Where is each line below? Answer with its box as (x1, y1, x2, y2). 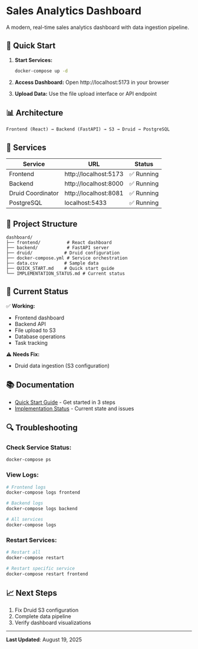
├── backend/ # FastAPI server (6, 245, 110, 251)
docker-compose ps (6, 456, 51, 463)
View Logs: (6, 471, 39, 479)
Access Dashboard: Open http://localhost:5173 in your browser (14, 79, 170, 86)
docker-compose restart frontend (6, 571, 88, 577)
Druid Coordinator (9, 189, 59, 197)
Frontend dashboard (14, 314, 65, 321)
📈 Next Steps (6, 588, 58, 598)
